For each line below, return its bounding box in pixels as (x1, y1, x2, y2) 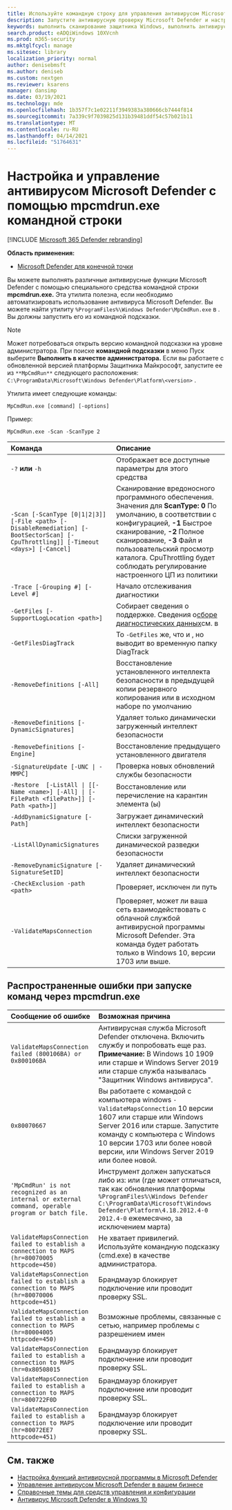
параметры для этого (116, 464, 188, 474)
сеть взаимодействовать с (116, 905, 206, 914)
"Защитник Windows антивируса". (98, 1075, 213, 1085)
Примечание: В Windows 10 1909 (98, 1049, 214, 1058)
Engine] (10, 750, 36, 758)
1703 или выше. (116, 957, 171, 966)
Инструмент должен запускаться (98, 1166, 211, 1176)
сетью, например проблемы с (98, 1320, 200, 1330)
